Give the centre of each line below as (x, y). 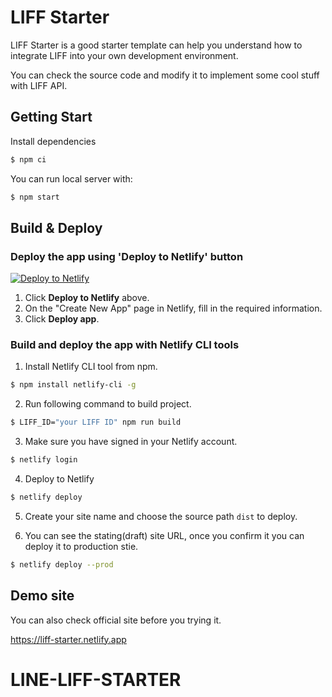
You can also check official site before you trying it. (116, 620)
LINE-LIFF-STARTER (96, 679)
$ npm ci (28, 159)
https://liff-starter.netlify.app (68, 639)
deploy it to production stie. (81, 546)
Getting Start (51, 117)
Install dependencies (53, 141)
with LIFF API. (39, 85)
